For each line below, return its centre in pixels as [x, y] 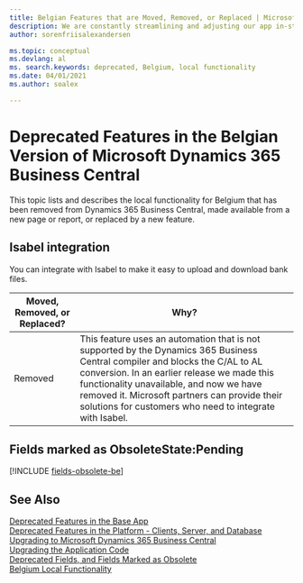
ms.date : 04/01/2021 [48, 76]
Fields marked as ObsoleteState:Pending [127, 449]
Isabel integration [60, 247]
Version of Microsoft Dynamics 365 [145, 155]
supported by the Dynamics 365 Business [169, 350]
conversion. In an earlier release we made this [177, 372]
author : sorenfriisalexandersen [70, 34]
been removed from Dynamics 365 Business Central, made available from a [150, 209]
